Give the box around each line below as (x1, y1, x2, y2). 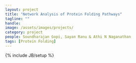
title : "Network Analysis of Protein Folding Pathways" (5, 12, 122, 17)
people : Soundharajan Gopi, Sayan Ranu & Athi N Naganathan (5, 35, 132, 40)
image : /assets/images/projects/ (5, 25, 74, 30)
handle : (5, 21, 21, 26)
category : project (5, 30, 43, 35)
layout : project (5, 7, 38, 12)
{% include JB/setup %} (5, 52, 54, 58)
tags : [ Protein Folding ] (5, 39, 56, 44)
